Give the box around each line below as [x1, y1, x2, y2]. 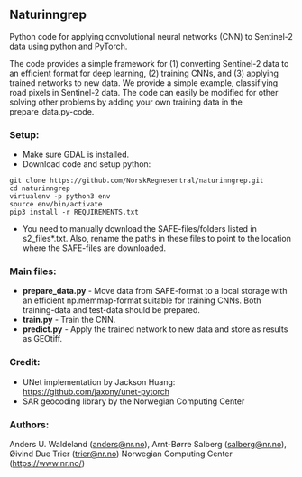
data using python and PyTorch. [9, 41, 128, 51]
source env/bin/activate [9, 200, 103, 209]
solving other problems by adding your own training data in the [9, 96, 243, 107]
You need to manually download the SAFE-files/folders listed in [22, 224, 257, 234]
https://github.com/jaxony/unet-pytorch [22, 386, 169, 397]
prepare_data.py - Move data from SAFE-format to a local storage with [22, 286, 288, 297]
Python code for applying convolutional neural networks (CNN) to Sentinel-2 [9, 31, 293, 41]
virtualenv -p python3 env [9, 192, 111, 201]
